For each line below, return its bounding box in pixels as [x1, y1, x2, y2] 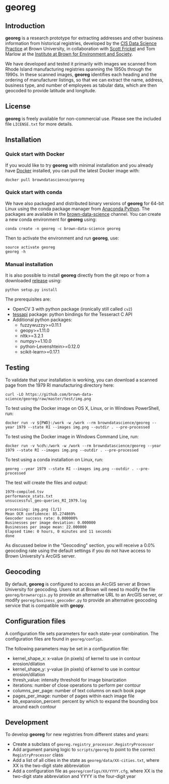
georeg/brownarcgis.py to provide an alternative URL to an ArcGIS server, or [5, 591, 163, 597]
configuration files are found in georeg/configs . [5, 636, 103, 642]
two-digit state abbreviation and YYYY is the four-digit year [12, 773, 136, 779]
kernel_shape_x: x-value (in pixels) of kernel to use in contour [12, 655, 140, 661]
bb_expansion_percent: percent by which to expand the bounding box [12, 698, 158, 704]
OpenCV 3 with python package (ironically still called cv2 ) [12, 306, 133, 312]
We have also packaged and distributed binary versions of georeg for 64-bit [5, 200, 164, 206]
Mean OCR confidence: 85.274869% [5, 511, 76, 516]
